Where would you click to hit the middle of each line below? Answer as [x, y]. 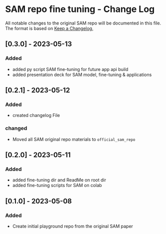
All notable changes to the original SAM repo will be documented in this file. [83, 23]
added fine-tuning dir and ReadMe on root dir [59, 180]
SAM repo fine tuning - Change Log [80, 9]
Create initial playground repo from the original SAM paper [73, 226]
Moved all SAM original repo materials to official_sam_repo [74, 139]
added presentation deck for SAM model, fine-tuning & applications [82, 74]
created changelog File [36, 115]
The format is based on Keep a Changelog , [49, 28]
